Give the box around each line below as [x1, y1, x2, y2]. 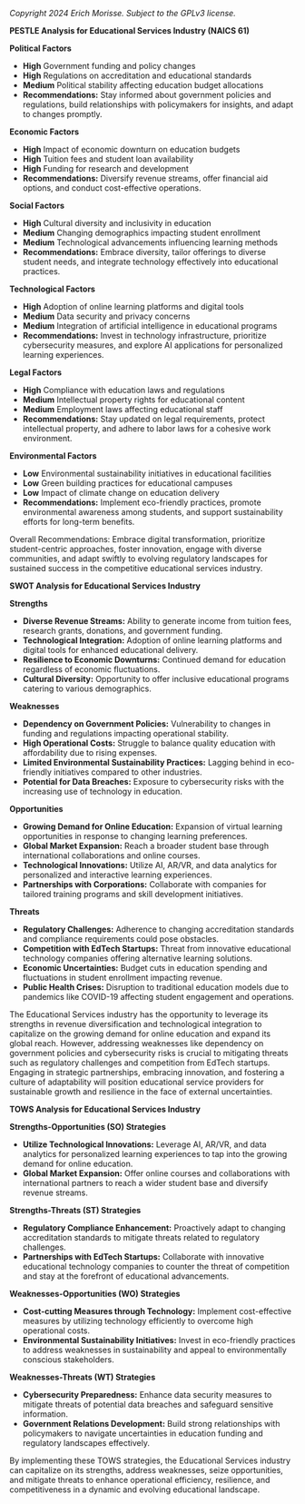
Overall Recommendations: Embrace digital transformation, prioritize [9, 534, 266, 544]
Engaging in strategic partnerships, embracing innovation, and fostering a [9, 1067, 285, 1077]
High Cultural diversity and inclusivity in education [22, 218, 212, 228]
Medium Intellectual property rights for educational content [22, 394, 245, 405]
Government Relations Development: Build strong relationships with [22, 1419, 280, 1429]
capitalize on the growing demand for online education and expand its [9, 1028, 271, 1039]
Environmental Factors [9, 450, 97, 461]
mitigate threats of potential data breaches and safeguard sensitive [22, 1399, 274, 1410]
